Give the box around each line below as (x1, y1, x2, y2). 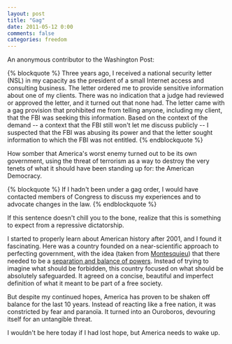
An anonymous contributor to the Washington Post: (7, 55, 155, 64)
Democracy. (7, 172, 43, 180)
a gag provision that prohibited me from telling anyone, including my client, (7, 106, 222, 115)
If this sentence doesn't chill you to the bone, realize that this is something (7, 214, 222, 222)
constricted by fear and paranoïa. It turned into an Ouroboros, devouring (7, 308, 215, 316)
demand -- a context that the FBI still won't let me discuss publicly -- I (7, 121, 209, 129)
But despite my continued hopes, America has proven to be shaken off (7, 293, 210, 301)
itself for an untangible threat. (7, 315, 93, 324)
